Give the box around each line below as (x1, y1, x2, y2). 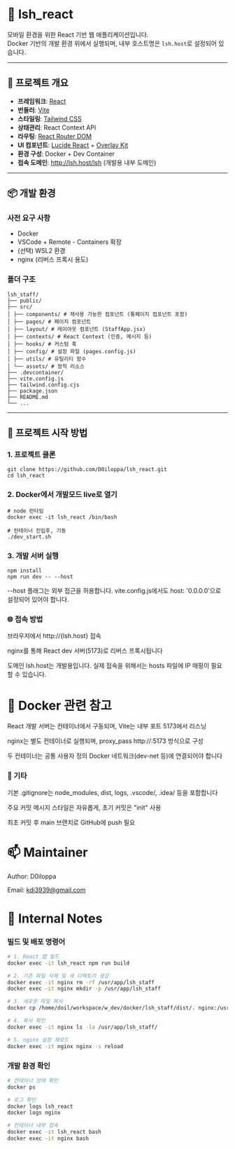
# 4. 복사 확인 (7, 1017, 45, 1024)
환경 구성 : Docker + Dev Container (17, 149, 115, 158)
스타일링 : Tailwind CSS (17, 114, 82, 123)
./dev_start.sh (7, 533, 52, 540)
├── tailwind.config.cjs (7, 381, 80, 388)
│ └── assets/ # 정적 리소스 (7, 362, 85, 370)
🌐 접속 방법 (7, 614, 43, 624)
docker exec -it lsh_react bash (7, 1129, 101, 1136)
